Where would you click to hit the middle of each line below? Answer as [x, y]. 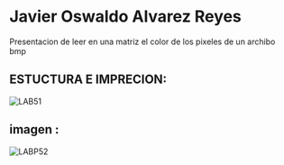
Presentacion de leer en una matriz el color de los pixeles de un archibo [142, 41]
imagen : [34, 129]
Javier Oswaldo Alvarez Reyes [125, 17]
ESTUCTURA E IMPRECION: [88, 80]
